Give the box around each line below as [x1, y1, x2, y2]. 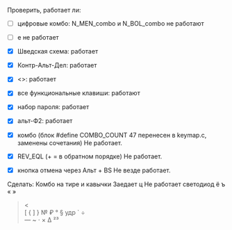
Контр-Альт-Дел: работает [17, 61, 97, 69]
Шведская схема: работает [17, 47, 99, 56]
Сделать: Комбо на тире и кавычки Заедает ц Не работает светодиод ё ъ [7, 180, 226, 188]
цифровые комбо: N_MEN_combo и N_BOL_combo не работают [17, 19, 205, 27]
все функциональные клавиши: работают [17, 89, 140, 97]
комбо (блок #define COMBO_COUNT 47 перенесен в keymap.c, [17, 131, 207, 139]
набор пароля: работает [17, 103, 90, 111]
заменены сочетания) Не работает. [17, 138, 123, 147]
